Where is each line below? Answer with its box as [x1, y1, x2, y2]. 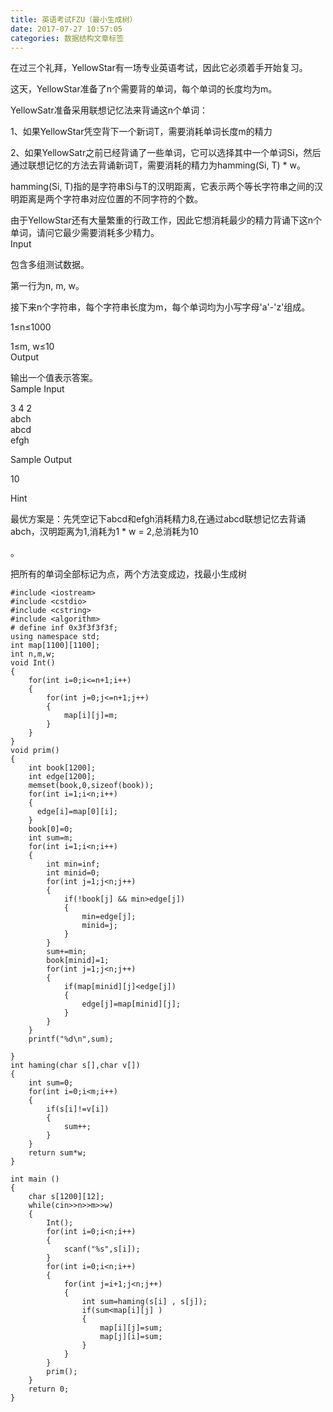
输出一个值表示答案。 [10, 372, 98, 384]
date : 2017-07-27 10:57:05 [10, 24, 123, 34]
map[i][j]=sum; [99, 1323, 163, 1333]
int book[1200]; [28, 763, 97, 773]
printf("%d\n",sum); [28, 1034, 114, 1045]
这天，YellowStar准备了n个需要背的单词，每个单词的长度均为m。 [10, 83, 278, 95]
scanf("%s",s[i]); [63, 1244, 141, 1255]
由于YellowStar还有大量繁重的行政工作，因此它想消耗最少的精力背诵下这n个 [10, 214, 323, 226]
